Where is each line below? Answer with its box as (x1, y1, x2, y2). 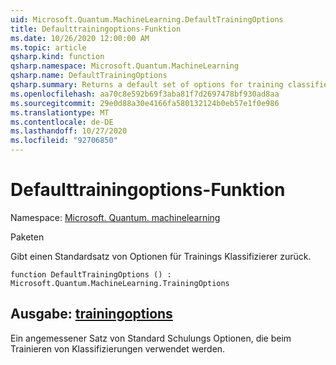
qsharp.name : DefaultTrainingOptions (10, 71, 168, 81)
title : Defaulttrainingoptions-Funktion (10, 24, 182, 34)
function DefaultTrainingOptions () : (10, 269, 172, 280)
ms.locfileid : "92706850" (10, 136, 118, 146)
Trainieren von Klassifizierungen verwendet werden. (10, 342, 226, 355)
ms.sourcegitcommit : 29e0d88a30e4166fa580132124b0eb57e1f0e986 (10, 98, 280, 108)
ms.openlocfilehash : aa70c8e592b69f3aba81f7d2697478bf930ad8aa (10, 89, 280, 99)
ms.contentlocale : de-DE (10, 117, 114, 127)
